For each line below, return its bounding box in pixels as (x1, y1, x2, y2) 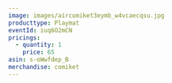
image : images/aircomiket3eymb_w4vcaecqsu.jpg (8, 11, 165, 20)
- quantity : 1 (15, 41, 62, 49)
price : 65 (22, 48, 55, 56)
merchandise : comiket (8, 63, 80, 71)
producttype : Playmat (8, 19, 80, 27)
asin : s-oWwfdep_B (8, 56, 69, 64)
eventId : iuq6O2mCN (8, 26, 73, 34)
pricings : (8, 33, 41, 42)
